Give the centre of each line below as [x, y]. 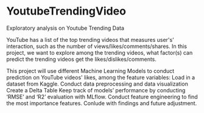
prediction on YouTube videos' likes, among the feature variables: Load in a [101, 77]
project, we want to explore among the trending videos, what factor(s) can [100, 52]
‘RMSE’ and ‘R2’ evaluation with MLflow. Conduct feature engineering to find [102, 97]
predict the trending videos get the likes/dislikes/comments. [82, 59]
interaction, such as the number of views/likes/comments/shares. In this [97, 46]
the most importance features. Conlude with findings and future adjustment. [102, 103]
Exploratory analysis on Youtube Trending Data [65, 28]
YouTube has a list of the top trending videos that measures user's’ [90, 39]
